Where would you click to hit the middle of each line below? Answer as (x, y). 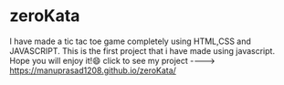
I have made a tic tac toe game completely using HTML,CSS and (130, 41)
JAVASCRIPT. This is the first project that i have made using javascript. (142, 50)
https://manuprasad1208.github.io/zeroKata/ (93, 70)
